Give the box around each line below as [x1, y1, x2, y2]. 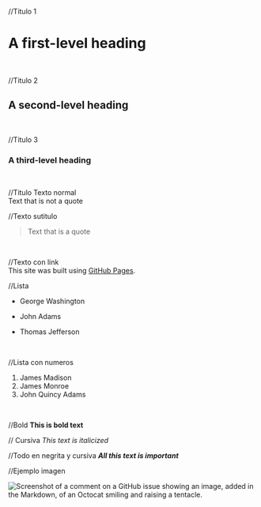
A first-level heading [8, 35, 146, 52]
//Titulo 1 [8, 7, 37, 16]
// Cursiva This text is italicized [8, 436, 109, 445]
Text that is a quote [27, 227, 91, 236]
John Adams [19, 312, 62, 321]
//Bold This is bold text [8, 420, 84, 430]
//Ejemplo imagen [8, 466, 66, 476]
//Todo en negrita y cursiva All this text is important [8, 451, 180, 460]
